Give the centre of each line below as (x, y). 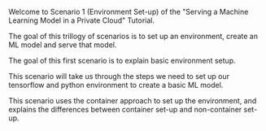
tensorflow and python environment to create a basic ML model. (116, 85)
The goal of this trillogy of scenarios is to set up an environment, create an (133, 36)
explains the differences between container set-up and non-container (125, 109)
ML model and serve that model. (63, 45)
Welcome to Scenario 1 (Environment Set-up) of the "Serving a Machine (129, 12)
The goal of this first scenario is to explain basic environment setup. (122, 61)
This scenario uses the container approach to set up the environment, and (133, 100)
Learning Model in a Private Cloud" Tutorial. (81, 20)
